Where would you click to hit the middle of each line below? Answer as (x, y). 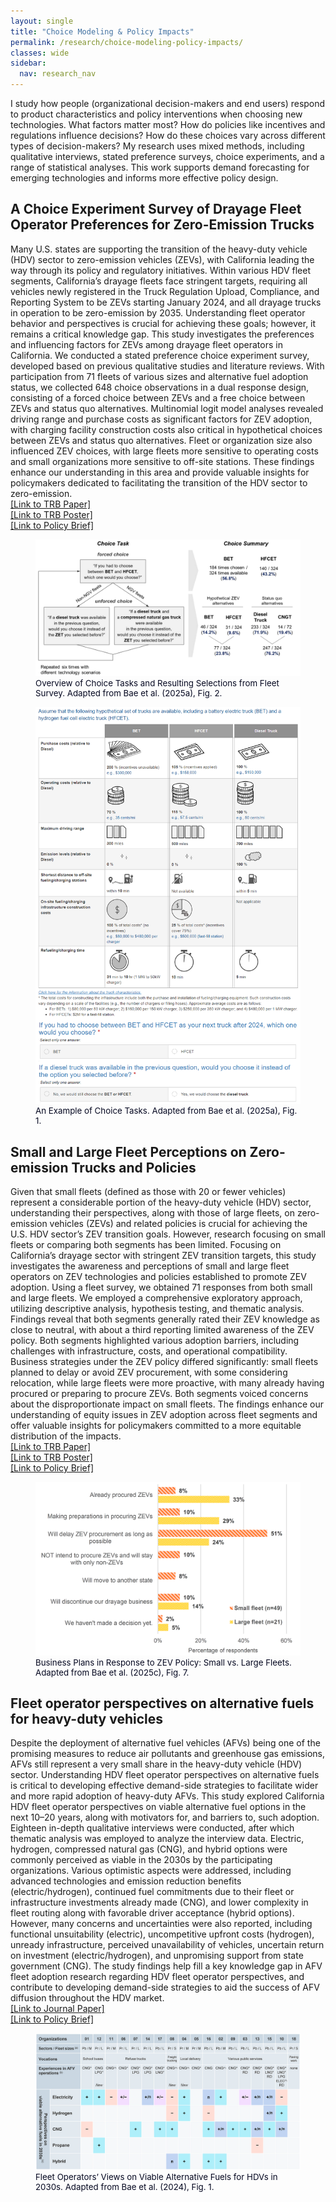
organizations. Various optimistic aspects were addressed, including (151, 1871)
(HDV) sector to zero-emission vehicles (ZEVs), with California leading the (162, 259)
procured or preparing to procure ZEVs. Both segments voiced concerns (159, 1394)
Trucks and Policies (134, 1167)
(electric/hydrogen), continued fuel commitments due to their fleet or (152, 1892)
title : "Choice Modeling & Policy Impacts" (102, 31)
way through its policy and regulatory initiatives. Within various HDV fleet (161, 270)
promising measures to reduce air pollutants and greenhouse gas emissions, (167, 1754)
